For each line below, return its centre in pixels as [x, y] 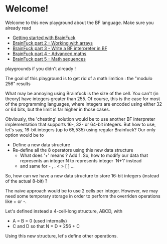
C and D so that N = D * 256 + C [46, 226]
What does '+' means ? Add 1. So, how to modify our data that [84, 155]
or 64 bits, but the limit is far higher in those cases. [58, 109]
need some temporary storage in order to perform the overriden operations [83, 196]
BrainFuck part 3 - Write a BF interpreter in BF [60, 48]
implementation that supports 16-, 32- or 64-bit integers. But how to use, [80, 124]
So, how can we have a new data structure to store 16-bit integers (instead [82, 175]
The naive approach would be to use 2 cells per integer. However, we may [82, 190]
